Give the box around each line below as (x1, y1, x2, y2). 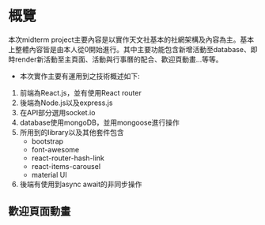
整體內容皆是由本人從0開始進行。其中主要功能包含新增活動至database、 (14, 44, 251, 54)
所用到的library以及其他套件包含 (19, 127, 124, 137)
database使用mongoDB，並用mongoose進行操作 (19, 118, 180, 127)
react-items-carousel (31, 161, 101, 171)
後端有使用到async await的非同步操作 (19, 179, 142, 189)
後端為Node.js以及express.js (19, 98, 113, 107)
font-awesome (31, 144, 80, 154)
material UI (31, 170, 67, 179)
